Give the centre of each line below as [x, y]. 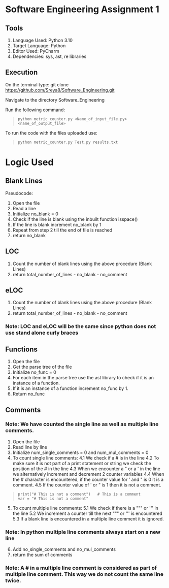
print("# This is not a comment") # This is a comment [79, 494]
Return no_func [29, 394]
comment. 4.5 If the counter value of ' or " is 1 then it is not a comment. [87, 485]
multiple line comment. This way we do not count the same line [84, 574]
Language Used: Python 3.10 [42, 40]
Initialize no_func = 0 [35, 372]
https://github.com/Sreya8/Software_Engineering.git [60, 90]
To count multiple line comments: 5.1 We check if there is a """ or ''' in [86, 508]
